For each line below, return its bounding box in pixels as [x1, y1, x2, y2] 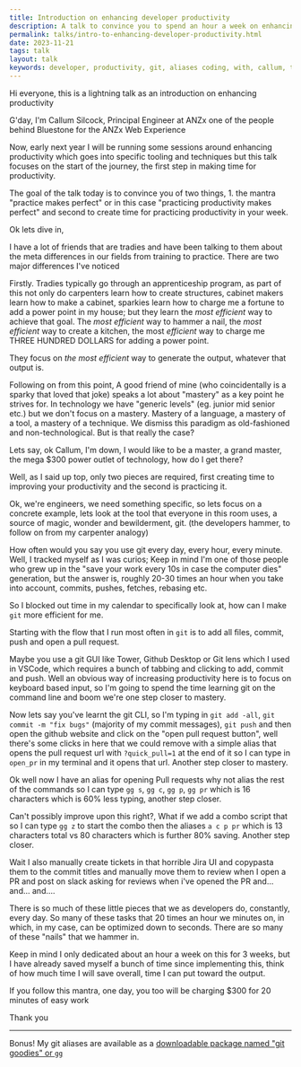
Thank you [9, 1011, 49, 1023]
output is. [9, 362, 45, 372]
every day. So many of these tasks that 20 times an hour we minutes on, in [9, 912, 285, 923]
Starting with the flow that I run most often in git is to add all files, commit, [9, 626, 285, 637]
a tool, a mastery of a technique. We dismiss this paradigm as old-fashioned [9, 417, 290, 428]
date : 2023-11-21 [9, 38, 74, 48]
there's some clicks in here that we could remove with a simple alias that [9, 738, 277, 748]
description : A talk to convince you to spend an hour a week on [9, 22, 258, 31]
